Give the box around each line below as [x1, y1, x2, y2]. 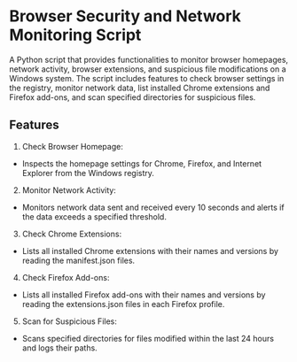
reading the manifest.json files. [21, 255, 136, 266]
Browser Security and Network [9, 6, 242, 27]
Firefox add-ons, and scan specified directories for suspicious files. [9, 91, 256, 103]
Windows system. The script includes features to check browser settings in [9, 73, 285, 83]
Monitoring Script [9, 25, 142, 45]
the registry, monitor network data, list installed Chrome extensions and [9, 82, 270, 93]
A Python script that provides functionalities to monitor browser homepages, [9, 54, 289, 65]
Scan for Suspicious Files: [21, 316, 117, 327]
